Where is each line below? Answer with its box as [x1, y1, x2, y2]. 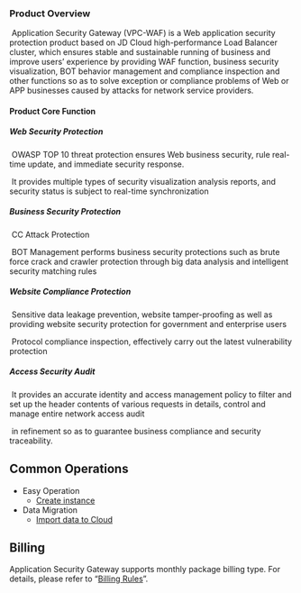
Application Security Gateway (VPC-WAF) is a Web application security [11, 28, 277, 39]
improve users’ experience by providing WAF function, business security [9, 57, 279, 68]
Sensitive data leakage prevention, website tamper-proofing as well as [11, 309, 273, 320]
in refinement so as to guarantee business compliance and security [11, 425, 261, 436]
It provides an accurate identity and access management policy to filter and [11, 388, 292, 399]
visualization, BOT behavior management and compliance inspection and [9, 66, 280, 77]
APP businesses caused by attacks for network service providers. [9, 85, 254, 96]
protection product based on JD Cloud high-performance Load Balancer [9, 37, 278, 48]
